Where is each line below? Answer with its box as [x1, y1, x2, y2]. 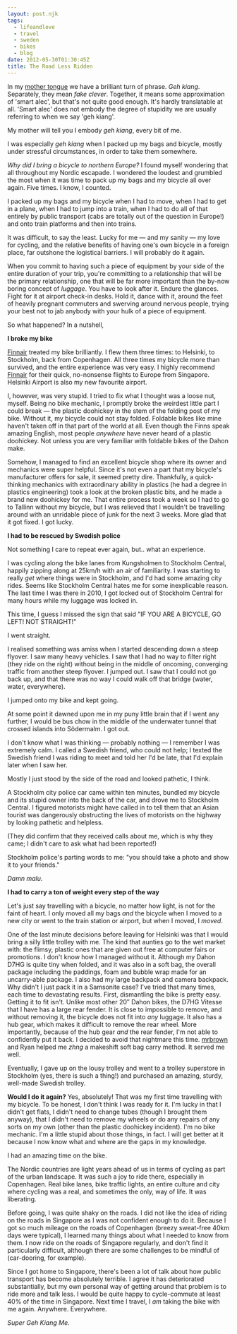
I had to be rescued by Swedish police [7, 531, 121, 540]
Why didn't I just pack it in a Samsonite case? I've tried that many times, [7, 983, 217, 991]
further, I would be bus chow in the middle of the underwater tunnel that [7, 717, 217, 726]
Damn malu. [7, 874, 43, 882]
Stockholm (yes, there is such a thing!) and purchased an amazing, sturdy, [7, 1071, 224, 1080]
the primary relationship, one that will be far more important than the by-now [7, 277, 230, 285]
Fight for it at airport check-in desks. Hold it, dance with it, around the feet [7, 292, 224, 300]
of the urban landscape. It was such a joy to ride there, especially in [7, 1172, 205, 1181]
